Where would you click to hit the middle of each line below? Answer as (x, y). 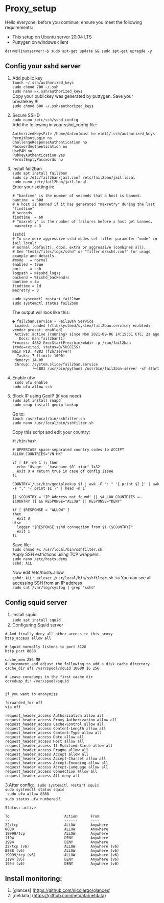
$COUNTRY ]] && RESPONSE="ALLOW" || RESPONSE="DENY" (67, 501)
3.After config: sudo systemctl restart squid (52, 785)
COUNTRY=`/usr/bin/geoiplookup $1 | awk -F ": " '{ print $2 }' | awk (86, 484)
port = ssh (26, 269)
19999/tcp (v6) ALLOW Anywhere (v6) (62, 855)
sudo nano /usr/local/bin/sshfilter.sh (53, 423)
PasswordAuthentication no (40, 146)
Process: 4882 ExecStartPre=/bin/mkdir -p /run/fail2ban (71, 343)
